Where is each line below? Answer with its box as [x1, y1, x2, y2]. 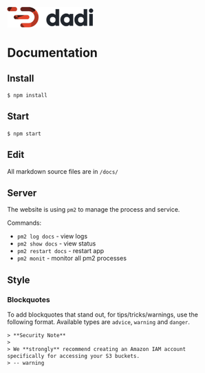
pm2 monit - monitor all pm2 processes [17, 254, 127, 263]
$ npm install [7, 92, 48, 99]
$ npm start [7, 130, 41, 137]
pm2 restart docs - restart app [17, 247, 105, 255]
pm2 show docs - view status [17, 239, 96, 248]
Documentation [7, 45, 98, 61]
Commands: [7, 219, 42, 227]
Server [7, 188, 37, 199]
